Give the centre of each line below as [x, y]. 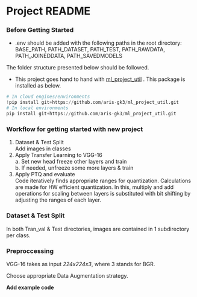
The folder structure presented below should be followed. [78, 68]
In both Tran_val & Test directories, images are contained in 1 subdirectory [98, 229]
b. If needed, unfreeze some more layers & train [74, 168]
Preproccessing [30, 251]
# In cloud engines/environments [48, 97]
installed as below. [38, 86]
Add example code [30, 287]
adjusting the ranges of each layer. [58, 200]
